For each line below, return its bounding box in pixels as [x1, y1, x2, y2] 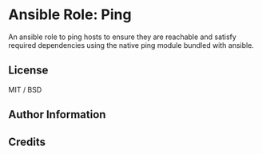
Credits [8, 135, 46, 148]
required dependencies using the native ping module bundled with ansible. [8, 40, 254, 49]
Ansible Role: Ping [8, 6, 132, 24]
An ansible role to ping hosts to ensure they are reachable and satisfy [8, 32, 237, 41]
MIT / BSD [8, 85, 42, 94]
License [8, 64, 49, 77]
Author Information [8, 108, 106, 121]
